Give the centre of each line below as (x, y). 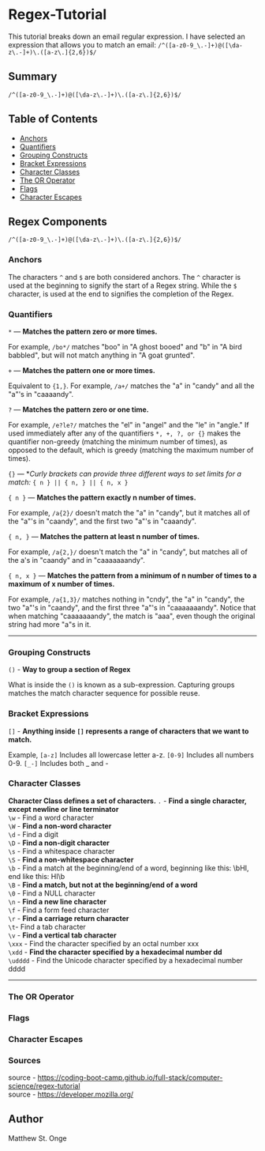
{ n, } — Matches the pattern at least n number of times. (104, 536)
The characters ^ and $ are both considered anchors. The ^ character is (125, 277)
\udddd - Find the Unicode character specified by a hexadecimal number (125, 960)
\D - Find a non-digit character (59, 843)
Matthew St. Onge (37, 1138)
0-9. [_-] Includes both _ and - (58, 763)
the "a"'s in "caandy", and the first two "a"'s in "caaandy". (103, 521)
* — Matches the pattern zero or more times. (83, 331)
